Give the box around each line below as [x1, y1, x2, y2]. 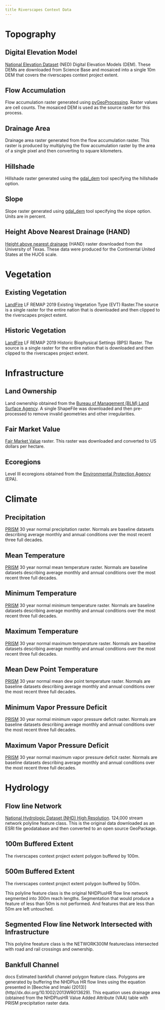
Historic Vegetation [5, 326, 66, 335]
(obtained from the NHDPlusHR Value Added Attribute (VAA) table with [5, 995, 149, 1001]
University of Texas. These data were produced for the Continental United [5, 246, 155, 252]
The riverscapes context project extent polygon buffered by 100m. [5, 853, 140, 859]
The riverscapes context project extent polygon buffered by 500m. [5, 880, 141, 886]
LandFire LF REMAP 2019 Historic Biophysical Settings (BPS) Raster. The [5, 340, 153, 346]
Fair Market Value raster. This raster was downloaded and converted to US [5, 438, 157, 444]
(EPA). [5, 476, 18, 482]
